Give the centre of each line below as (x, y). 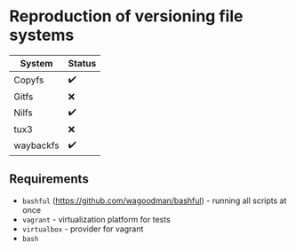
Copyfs (29, 80)
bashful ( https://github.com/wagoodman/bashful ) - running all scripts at (154, 200)
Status (82, 63)
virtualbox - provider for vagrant (83, 229)
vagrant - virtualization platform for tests (96, 219)
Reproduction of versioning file (126, 16)
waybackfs (36, 145)
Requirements (49, 179)
